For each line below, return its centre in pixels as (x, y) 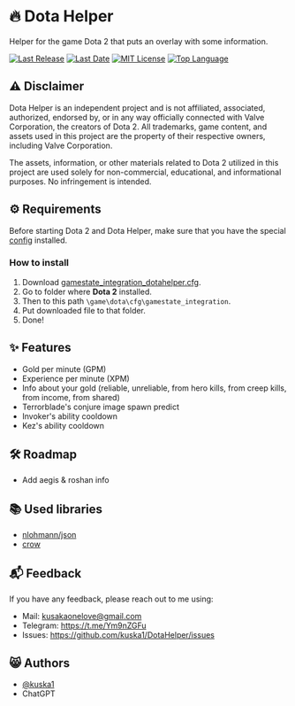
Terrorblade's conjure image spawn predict (100, 407)
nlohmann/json (49, 535)
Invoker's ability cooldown (69, 416)
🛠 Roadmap (43, 455)
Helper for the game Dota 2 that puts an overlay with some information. (139, 41)
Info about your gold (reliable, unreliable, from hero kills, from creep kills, (154, 388)
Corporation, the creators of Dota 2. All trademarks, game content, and (138, 127)
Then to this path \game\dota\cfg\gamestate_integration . (126, 301)
